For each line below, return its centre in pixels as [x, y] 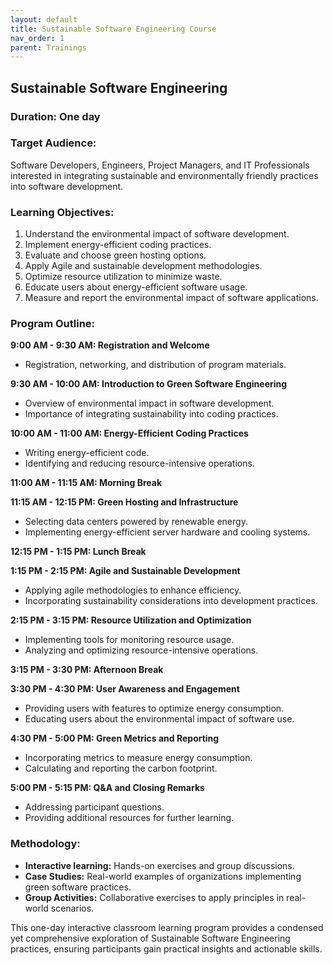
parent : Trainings [48, 47]
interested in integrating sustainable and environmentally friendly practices [164, 175]
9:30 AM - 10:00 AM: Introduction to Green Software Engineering [149, 384]
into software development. [67, 186]
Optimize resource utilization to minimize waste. [123, 277]
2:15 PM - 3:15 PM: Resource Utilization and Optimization [131, 620]
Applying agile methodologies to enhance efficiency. [133, 590]
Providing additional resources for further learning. [129, 818]
